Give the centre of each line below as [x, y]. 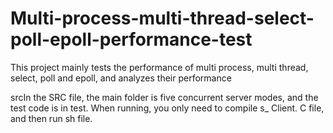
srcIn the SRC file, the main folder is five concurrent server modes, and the [164, 97]
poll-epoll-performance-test [131, 39]
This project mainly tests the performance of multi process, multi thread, [159, 67]
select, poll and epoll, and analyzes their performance [121, 78]
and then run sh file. [51, 118]
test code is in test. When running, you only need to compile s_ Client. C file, [167, 108]
